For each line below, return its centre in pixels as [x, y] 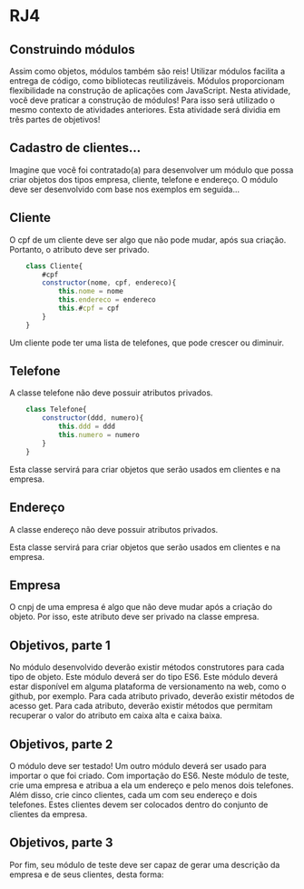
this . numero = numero [99, 435]
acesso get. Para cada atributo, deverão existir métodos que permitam [141, 706]
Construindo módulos [73, 50]
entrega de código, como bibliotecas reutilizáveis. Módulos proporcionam [147, 81]
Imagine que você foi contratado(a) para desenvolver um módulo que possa [152, 170]
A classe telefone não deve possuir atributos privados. [111, 393]
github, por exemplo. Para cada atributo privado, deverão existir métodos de [152, 696]
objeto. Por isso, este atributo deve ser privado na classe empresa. [134, 617]
